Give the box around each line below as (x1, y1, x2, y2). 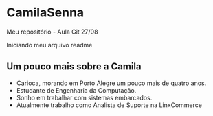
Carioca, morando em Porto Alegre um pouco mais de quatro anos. (16, 79, 207, 87)
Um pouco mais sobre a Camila (6, 60, 142, 73)
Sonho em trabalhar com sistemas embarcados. (16, 93, 153, 102)
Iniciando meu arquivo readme (6, 40, 93, 49)
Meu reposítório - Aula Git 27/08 (6, 27, 98, 36)
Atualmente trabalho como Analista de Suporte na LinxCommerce (16, 101, 202, 109)
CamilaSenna (6, 5, 85, 21)
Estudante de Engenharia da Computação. (16, 86, 137, 94)
